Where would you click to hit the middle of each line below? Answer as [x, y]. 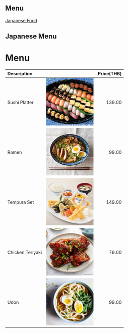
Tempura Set [21, 202]
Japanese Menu [31, 37]
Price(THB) [110, 73]
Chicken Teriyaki [25, 252]
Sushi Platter [20, 102]
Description [20, 73]
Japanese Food [21, 20]
